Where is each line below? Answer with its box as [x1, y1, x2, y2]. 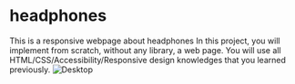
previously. [9, 64, 51, 75]
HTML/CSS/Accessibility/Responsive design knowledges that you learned [9, 54, 287, 65]
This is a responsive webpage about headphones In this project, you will [9, 35, 280, 46]
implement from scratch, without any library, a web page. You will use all [9, 44, 281, 55]
